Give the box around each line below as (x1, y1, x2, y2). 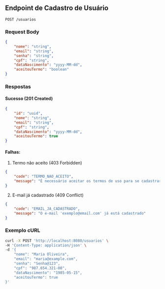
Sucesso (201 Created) (5, 96, 53, 101)
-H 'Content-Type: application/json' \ (5, 243, 87, 248)
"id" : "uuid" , (14, 111, 43, 116)
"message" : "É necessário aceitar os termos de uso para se (14, 179, 139, 184)
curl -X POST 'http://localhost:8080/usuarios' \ (5, 238, 109, 243)
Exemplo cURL (5, 227, 41, 234)
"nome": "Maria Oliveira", (14, 252, 69, 257)
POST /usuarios (5, 17, 36, 22)
